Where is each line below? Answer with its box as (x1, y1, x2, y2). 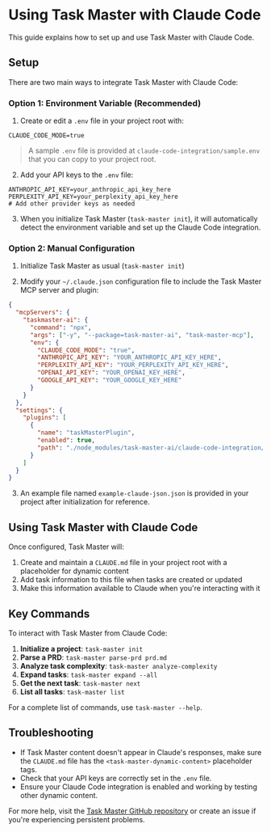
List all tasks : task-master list (19, 686, 125, 696)
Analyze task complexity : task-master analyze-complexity (19, 661, 218, 670)
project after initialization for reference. (19, 497, 151, 507)
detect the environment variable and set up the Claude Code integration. (19, 222, 261, 232)
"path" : (37, 443, 63, 452)
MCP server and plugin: (19, 285, 99, 295)
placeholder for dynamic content (19, 566, 129, 576)
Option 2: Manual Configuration (8, 243, 135, 254)
